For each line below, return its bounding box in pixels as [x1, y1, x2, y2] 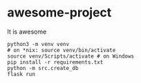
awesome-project [7, 5, 112, 21]
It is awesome [7, 27, 47, 36]
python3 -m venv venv [7, 40, 70, 47]
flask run [7, 71, 36, 78]
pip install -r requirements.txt [7, 58, 104, 66]
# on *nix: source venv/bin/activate [7, 47, 116, 54]
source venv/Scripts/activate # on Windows [7, 53, 135, 60]
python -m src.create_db [7, 64, 79, 71]
